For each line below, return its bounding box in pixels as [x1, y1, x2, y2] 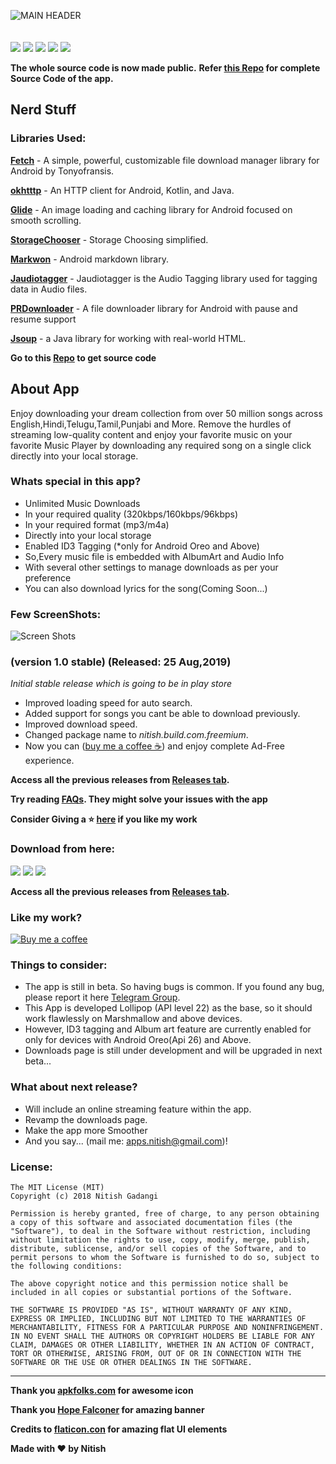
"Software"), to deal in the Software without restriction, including [10, 1226, 311, 1236]
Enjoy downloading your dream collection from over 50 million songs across [10, 407, 323, 419]
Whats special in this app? [10, 475, 142, 489]
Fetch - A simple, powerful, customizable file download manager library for [10, 154, 320, 166]
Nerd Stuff [10, 101, 77, 119]
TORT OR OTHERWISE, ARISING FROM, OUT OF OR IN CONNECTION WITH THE [10, 1348, 302, 1359]
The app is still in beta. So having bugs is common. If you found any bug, [24, 981, 325, 993]
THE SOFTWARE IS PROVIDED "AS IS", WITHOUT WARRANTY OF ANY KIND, [10, 1305, 293, 1315]
